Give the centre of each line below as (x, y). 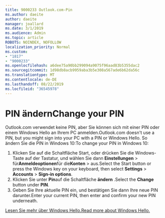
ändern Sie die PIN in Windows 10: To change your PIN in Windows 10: (77, 143)
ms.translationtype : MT (30, 75)
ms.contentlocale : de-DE (31, 79)
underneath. (25, 201)
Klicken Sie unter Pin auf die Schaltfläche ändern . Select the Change (83, 179)
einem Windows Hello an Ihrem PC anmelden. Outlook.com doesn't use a (80, 132)
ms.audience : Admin (25, 33)
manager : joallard (24, 24)
